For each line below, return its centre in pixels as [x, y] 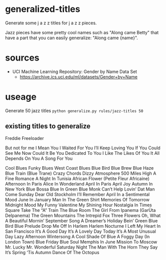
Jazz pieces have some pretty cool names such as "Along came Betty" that [82, 32]
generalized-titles [43, 9]
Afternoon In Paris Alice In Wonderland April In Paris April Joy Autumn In [79, 184]
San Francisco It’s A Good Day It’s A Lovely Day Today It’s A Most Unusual [81, 231]
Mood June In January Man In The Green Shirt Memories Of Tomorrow [77, 199]
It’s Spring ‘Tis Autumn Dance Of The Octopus [52, 252]
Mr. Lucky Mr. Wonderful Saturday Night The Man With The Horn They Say [82, 247]
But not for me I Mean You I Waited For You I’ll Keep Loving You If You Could [83, 148]
